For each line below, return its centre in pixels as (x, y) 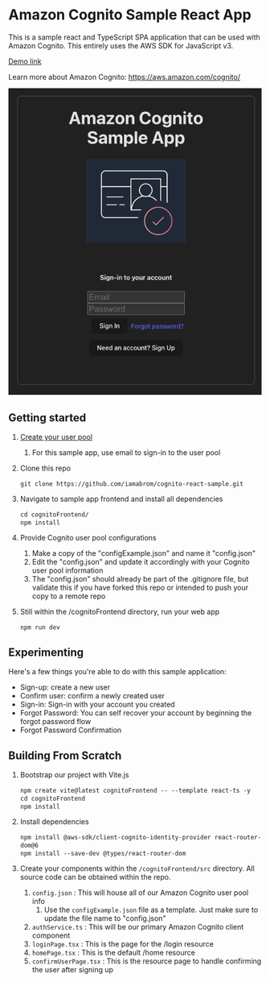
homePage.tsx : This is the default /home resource (113, 952)
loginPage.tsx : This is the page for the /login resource (123, 943)
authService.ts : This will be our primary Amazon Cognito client (138, 926)
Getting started (47, 418)
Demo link (25, 61)
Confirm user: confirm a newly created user (92, 696)
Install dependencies (55, 821)
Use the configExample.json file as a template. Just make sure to (151, 909)
